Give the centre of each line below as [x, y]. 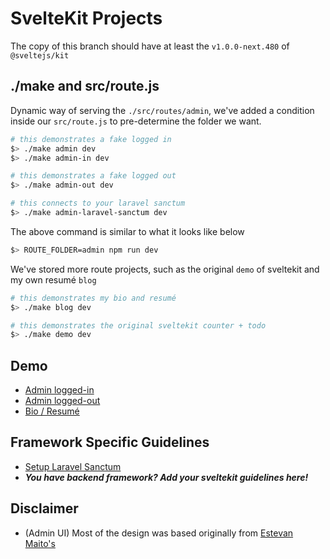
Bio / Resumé [52, 411]
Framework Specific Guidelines [110, 442]
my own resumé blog [53, 279]
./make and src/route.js [85, 86]
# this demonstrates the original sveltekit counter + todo [138, 325]
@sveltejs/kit [40, 55]
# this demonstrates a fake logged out [93, 176]
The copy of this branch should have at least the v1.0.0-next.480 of [150, 46]
